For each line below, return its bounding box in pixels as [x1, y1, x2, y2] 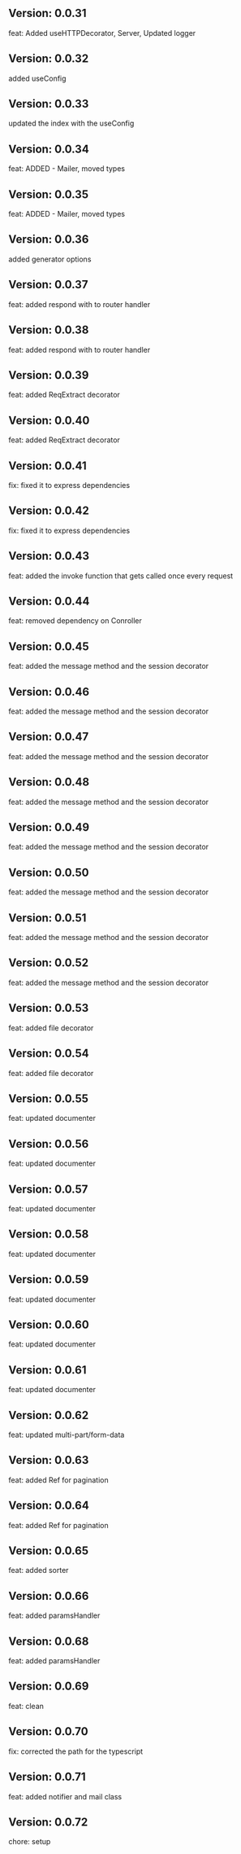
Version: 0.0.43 [8, 549, 90, 563]
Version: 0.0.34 [8, 142, 89, 156]
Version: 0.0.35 [8, 187, 89, 201]
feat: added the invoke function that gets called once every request [8, 570, 234, 581]
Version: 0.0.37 [8, 278, 88, 292]
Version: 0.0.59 [8, 1272, 89, 1286]
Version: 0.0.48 [8, 775, 90, 789]
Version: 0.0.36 [8, 232, 89, 247]
